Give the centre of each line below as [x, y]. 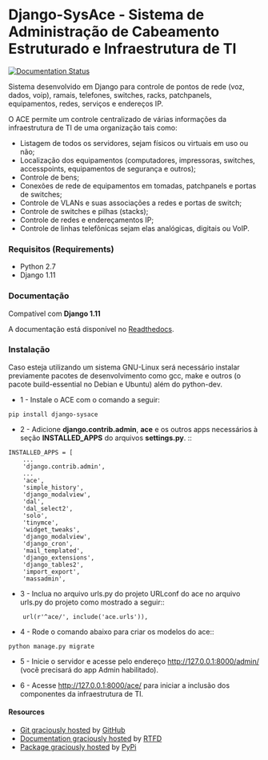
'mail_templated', [53, 551]
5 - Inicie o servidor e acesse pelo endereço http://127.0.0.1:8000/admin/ [140, 661]
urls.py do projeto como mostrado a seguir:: [92, 602]
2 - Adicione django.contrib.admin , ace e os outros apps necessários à [139, 429]
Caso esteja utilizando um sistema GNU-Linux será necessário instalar [124, 367]
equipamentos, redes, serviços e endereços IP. [86, 103]
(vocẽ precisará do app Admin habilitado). [89, 669]
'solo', [35, 515]
